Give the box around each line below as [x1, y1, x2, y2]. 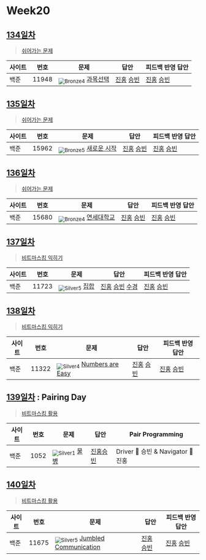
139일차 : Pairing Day [6, 392, 87, 402]
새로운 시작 [86, 144, 117, 152]
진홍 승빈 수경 [100, 283, 138, 291]
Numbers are [81, 360, 119, 369]
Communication [55, 543, 101, 551]
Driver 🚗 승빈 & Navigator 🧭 [116, 447, 194, 456]
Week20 [6, 4, 50, 18]
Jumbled [79, 534, 105, 543]
